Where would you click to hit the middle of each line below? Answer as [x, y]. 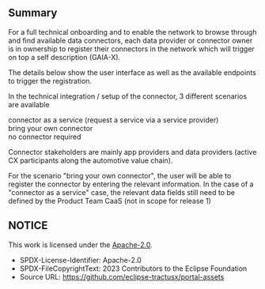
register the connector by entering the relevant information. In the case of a [131, 184]
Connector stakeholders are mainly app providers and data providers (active [132, 152]
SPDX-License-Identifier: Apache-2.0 [80, 260]
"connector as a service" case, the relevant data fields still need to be [122, 192]
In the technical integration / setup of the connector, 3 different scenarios [128, 96]
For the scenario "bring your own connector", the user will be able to [120, 175]
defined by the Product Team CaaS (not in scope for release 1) [110, 201]
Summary [33, 13]
